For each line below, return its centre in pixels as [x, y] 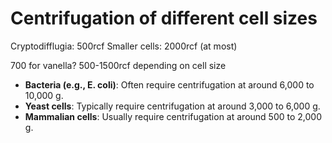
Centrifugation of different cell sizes [164, 18]
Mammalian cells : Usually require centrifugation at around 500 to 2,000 [173, 116]
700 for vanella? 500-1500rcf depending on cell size [118, 65]
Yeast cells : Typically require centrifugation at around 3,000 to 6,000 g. [172, 106]
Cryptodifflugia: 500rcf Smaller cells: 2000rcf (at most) [124, 46]
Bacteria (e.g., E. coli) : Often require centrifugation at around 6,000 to [169, 84]
